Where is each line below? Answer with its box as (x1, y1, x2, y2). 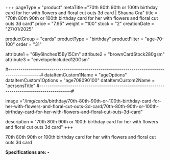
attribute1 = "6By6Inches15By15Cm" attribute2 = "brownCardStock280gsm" (5, 51, 165, 57)
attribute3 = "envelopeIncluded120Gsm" (5, 57, 90, 63)
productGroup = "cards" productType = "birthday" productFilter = (5, 36, 144, 42)
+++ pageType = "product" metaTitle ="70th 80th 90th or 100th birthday (5, 5, 158, 10)
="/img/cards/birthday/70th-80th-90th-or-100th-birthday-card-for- (19, 98, 162, 104)
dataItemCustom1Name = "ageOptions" (44, 72, 128, 78)
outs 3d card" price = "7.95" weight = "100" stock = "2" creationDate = (5, 20, 155, 26)
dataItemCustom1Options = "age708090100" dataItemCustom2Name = (5, 77, 155, 83)
